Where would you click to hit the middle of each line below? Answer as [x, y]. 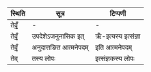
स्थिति [18, 13]
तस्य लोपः [44, 59]
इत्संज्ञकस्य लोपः [115, 59]
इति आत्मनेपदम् [113, 47]
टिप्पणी [118, 13]
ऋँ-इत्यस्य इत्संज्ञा [118, 36]
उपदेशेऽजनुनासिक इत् [58, 36]
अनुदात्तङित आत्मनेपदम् [60, 47]
